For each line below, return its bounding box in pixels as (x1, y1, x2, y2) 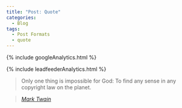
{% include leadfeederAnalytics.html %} (6, 66, 107, 73)
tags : (6, 25, 20, 32)
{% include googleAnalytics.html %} (6, 54, 97, 61)
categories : (6, 15, 36, 21)
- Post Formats (12, 32, 50, 38)
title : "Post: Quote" (6, 8, 61, 15)
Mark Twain (21, 95, 52, 103)
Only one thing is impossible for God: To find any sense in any (21, 77, 177, 84)
